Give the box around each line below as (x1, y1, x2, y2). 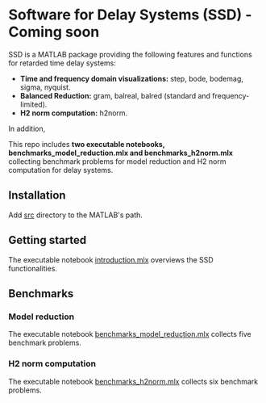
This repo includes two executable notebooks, (8, 139, 165, 149)
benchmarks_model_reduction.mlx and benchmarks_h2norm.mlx (8, 148, 234, 157)
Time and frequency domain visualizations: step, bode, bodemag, (19, 73, 244, 83)
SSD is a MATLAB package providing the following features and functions (8, 49, 252, 59)
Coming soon (8, 23, 100, 41)
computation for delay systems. (8, 165, 114, 174)
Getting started (8, 233, 87, 247)
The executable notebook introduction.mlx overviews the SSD (8, 254, 214, 264)
